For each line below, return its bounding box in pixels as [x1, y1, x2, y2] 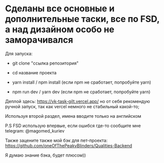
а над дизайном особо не [5, 24, 114, 35]
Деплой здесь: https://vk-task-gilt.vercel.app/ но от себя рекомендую [5, 98, 150, 104]
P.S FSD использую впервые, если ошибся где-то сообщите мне [5, 123, 141, 129]
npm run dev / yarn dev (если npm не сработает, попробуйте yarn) [12, 89, 151, 95]
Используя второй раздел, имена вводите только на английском [5, 113, 141, 119]
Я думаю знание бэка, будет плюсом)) [5, 152, 86, 158]
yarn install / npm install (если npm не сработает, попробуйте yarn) [12, 79, 151, 85]
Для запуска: [5, 50, 33, 57]
